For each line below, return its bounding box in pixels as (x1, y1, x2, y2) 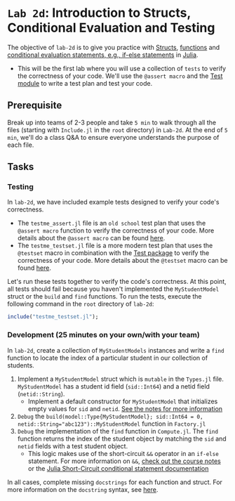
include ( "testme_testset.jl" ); (7, 313, 99, 320)
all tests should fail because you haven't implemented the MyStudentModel (7, 285, 220, 293)
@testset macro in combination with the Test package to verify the (17, 249, 210, 257)
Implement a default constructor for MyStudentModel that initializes (27, 397, 218, 405)
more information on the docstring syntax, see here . (7, 485, 159, 493)
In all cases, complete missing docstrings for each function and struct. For (7, 478, 223, 486)
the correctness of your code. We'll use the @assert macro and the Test (17, 72, 223, 80)
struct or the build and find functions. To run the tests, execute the (7, 292, 202, 301)
